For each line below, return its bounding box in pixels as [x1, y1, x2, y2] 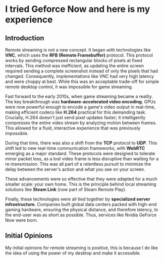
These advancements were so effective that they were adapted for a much [5, 176, 158, 182]
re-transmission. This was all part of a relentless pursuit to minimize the [5, 161, 151, 167]
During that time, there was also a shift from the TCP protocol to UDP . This [5, 140, 158, 146]
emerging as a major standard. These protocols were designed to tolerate [5, 150, 156, 156]
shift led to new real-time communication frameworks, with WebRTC [5, 145, 145, 151]
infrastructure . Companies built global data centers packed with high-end [5, 201, 157, 207]
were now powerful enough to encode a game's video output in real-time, [5, 104, 156, 110]
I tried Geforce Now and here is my [5, 3, 150, 15]
